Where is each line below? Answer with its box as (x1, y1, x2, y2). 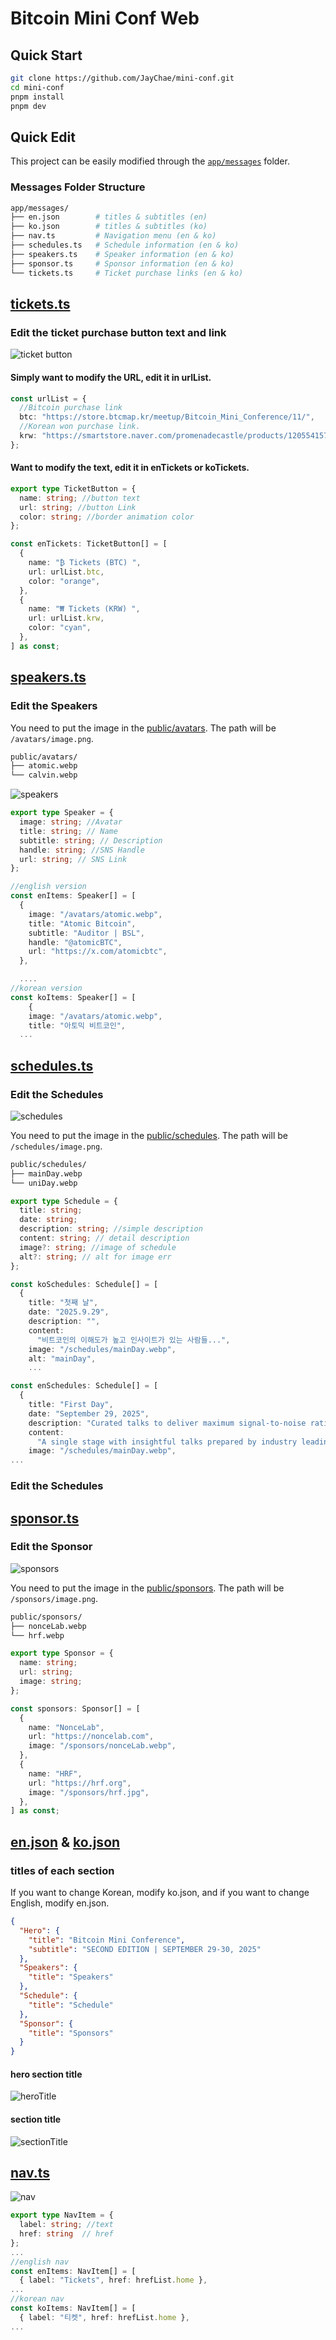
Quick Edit (10, 128, 76, 146)
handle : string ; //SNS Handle (19, 845, 145, 855)
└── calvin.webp (10, 770, 78, 781)
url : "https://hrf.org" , (28, 1778, 132, 1788)
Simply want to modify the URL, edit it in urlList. (10, 371, 212, 383)
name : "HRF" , (28, 1768, 83, 1779)
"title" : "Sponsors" (28, 2028, 114, 2038)
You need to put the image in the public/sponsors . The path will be (10, 1582, 285, 1594)
